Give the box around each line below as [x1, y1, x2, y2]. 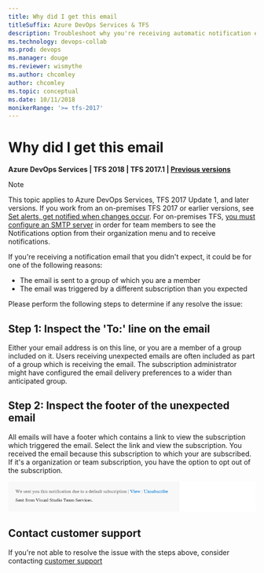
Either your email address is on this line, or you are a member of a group [8, 343, 242, 352]
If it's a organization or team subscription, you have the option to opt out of [8, 457, 251, 467]
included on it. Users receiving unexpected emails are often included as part [8, 351, 255, 361]
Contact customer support [8, 527, 141, 540]
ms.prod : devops [8, 46, 61, 54]
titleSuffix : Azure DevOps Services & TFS [8, 20, 149, 29]
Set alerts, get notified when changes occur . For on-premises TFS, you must [8, 212, 255, 222]
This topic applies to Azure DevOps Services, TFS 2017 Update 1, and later [8, 195, 250, 204]
